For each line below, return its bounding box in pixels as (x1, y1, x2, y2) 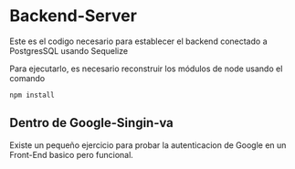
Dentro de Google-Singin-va (9, 115, 174, 131)
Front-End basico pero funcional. (9, 149, 134, 160)
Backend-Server (9, 5, 137, 26)
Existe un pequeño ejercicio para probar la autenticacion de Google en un (9, 139, 287, 151)
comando (9, 72, 46, 83)
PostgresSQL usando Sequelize (9, 45, 129, 56)
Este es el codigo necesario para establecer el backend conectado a (9, 36, 268, 47)
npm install (9, 90, 55, 100)
